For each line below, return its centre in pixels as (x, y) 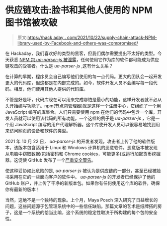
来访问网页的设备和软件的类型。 (38, 131)
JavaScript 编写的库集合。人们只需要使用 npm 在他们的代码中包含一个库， (81, 112)
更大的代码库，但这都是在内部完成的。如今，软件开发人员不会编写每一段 (79, 82)
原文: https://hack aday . (42, 37)
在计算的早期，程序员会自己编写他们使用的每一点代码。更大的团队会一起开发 (83, 76)
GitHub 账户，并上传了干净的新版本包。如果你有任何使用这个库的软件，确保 (83, 183)
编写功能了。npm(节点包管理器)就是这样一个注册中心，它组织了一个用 (90, 106)
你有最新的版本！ (23, 189)
